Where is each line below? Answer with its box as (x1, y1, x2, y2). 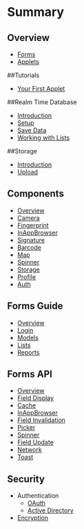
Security (7, 473, 45, 485)
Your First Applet (17, 85, 65, 92)
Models (17, 333, 39, 342)
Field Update (17, 438, 54, 446)
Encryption (17, 514, 49, 522)
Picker (17, 423, 36, 432)
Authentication (17, 492, 59, 500)
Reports (17, 348, 40, 356)
